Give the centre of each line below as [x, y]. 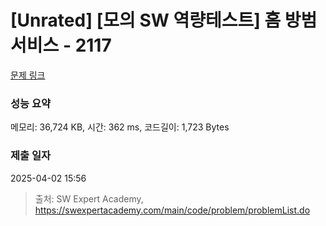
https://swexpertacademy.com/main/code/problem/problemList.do [172, 210]
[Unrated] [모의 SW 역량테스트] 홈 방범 [164, 20]
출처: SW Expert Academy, [89, 198]
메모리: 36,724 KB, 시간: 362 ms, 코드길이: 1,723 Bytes [120, 127]
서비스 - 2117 [61, 45]
